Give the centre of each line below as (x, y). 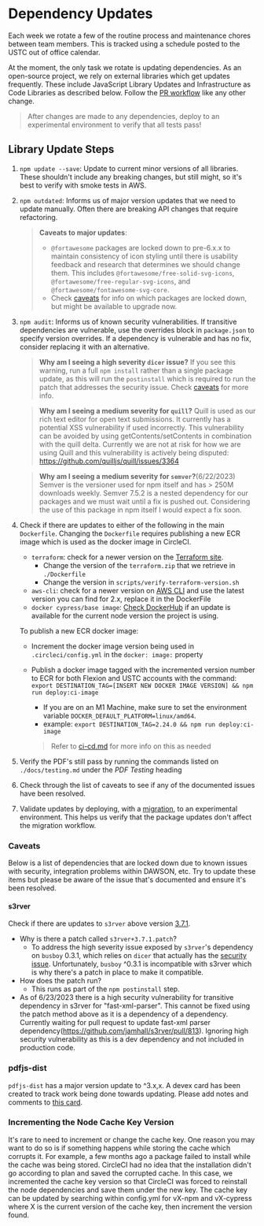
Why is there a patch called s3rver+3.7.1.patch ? (98, 939)
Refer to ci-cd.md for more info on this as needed (131, 746)
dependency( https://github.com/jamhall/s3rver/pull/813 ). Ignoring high (134, 1031)
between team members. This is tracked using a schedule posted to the (124, 43)
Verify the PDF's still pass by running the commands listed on (119, 761)
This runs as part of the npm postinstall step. (105, 989)
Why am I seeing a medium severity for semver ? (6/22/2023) (137, 476)
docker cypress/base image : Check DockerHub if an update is (131, 607)
